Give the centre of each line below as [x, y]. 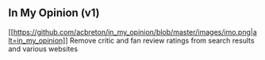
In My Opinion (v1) [54, 13]
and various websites [43, 49]
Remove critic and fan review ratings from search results [163, 40]
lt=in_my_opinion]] [38, 40]
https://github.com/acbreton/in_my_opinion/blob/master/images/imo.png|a [135, 32]
